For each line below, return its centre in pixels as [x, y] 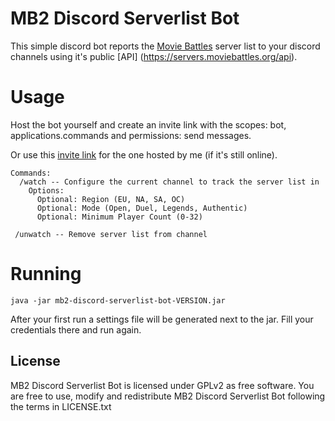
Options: [46, 190]
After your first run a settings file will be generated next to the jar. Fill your [162, 319]
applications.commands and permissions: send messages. [131, 135]
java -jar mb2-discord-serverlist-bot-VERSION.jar [118, 300]
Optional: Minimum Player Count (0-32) [119, 217]
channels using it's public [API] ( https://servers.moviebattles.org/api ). [154, 56]
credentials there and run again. [76, 329]
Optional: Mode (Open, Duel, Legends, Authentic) [142, 208]
